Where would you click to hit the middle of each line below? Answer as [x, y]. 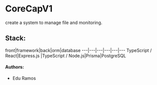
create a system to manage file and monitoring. [54, 22]
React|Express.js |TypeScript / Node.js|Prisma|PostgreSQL [66, 55]
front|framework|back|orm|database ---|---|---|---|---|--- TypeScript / [78, 50]
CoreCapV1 [29, 9]
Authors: [14, 67]
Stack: [15, 38]
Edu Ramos [24, 78]
